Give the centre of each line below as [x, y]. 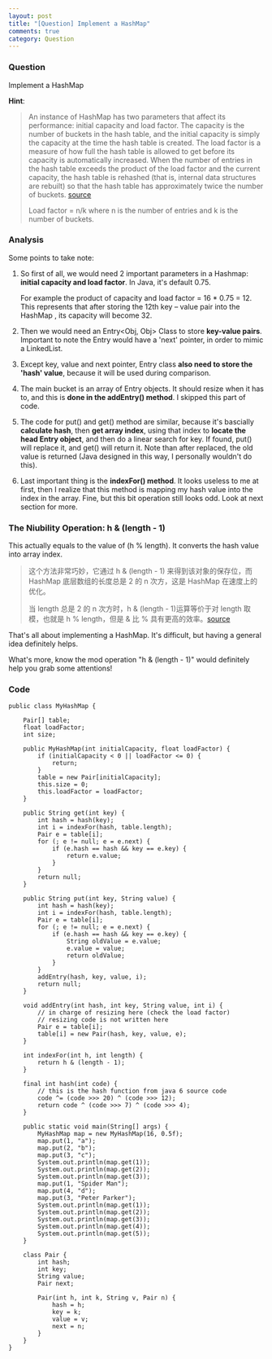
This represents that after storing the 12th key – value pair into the [130, 306]
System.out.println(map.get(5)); [94, 1234]
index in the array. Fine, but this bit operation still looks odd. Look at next [142, 498]
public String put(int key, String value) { [99, 899]
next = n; [68, 1326]
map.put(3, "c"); [67, 1155]
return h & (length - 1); [82, 1063]
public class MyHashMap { [52, 706]
